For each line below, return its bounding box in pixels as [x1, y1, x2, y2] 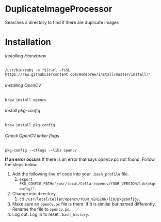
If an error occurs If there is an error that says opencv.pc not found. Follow [5, 156, 155, 162]
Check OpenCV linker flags [5, 133, 60, 139]
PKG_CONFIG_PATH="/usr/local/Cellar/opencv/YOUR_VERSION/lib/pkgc [19, 181, 157, 186]
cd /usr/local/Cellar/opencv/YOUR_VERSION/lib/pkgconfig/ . [19, 196, 141, 202]
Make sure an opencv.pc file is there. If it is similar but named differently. [12, 201, 156, 207]
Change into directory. [12, 190, 57, 196]
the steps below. [5, 161, 38, 167]
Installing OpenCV [5, 82, 41, 88]
